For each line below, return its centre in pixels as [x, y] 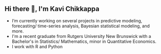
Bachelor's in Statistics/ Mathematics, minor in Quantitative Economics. [84, 41]
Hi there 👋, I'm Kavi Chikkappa [52, 9]
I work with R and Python [37, 46]
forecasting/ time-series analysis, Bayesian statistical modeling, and [81, 26]
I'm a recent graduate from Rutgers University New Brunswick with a [81, 36]
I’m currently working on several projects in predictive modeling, [77, 20]
